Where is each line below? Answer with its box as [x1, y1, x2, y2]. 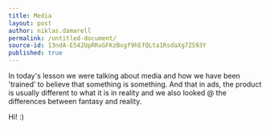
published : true [8, 49, 63, 57]
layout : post [8, 19, 52, 27]
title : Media [8, 11, 52, 20]
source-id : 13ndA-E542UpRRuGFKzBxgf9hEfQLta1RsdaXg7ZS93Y [8, 42, 207, 50]
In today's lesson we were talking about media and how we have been [8, 71, 241, 80]
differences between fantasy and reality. [8, 97, 142, 106]
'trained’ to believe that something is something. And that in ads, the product [8, 79, 262, 89]
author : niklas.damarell [8, 26, 92, 34]
